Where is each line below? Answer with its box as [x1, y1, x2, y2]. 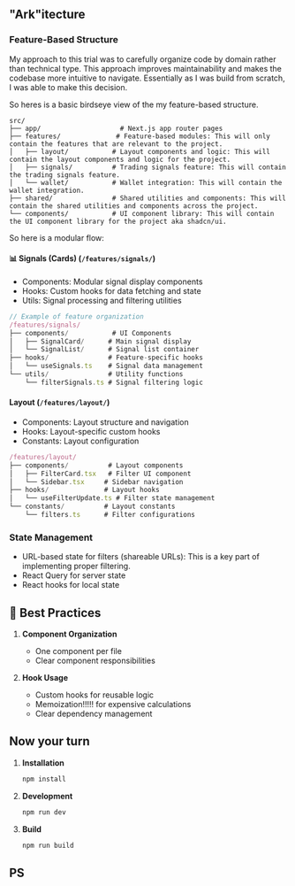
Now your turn [9, 734, 90, 749]
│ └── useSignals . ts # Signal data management [9, 362, 203, 371]
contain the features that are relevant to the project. [9, 139, 223, 149]
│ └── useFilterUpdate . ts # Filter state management [9, 494, 216, 503]
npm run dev [21, 807, 66, 817]
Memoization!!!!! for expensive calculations [34, 699, 192, 710]
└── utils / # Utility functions [9, 370, 184, 379]
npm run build [21, 841, 74, 850]
